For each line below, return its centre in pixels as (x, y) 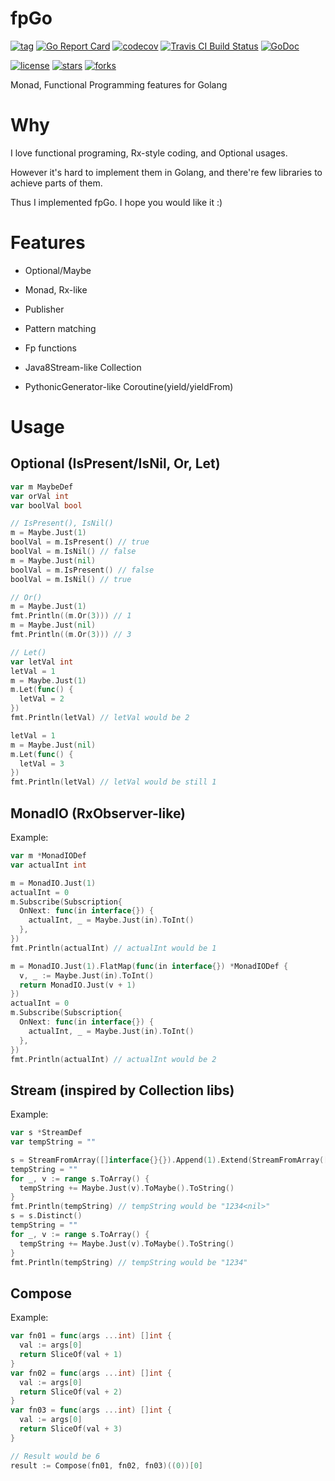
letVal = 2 (42, 699)
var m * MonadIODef (48, 856)
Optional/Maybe (58, 270)
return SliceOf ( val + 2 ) (71, 1392)
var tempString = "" (53, 1142)
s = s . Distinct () (46, 1216)
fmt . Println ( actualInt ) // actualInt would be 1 (113, 948)
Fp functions (50, 348)
